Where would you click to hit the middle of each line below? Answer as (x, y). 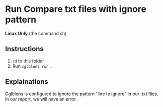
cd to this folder (28, 61)
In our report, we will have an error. (41, 99)
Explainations (27, 82)
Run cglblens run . (33, 66)
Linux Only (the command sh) (36, 33)
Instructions (24, 49)
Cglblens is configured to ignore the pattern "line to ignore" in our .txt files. (82, 94)
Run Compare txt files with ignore (76, 9)
